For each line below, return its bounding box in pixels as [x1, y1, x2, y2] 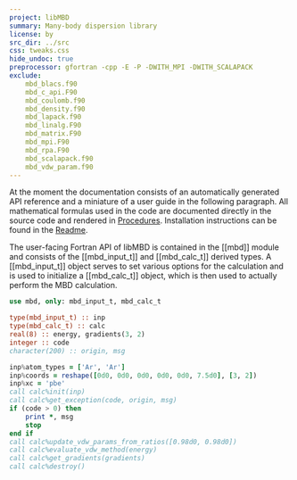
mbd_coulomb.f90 [25, 95, 87, 105]
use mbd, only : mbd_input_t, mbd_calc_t [9, 297, 162, 306]
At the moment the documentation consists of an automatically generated [9, 186, 280, 197]
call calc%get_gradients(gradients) [9, 454, 145, 463]
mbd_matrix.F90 [25, 129, 82, 138]
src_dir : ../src [9, 37, 70, 47]
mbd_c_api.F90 [25, 87, 78, 96]
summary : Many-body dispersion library [9, 21, 158, 30]
